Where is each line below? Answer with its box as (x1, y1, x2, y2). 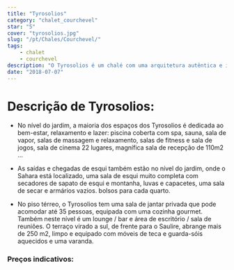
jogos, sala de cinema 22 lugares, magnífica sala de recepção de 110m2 (17, 143, 224, 152)
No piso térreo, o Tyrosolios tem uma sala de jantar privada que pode (17, 200, 217, 209)
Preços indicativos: (7, 255, 75, 264)
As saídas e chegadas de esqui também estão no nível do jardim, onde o (17, 164, 226, 173)
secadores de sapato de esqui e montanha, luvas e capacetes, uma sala (17, 179, 225, 188)
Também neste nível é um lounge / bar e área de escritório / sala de (17, 215, 212, 223)
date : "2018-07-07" (7, 68, 64, 75)
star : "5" (7, 23, 36, 30)
